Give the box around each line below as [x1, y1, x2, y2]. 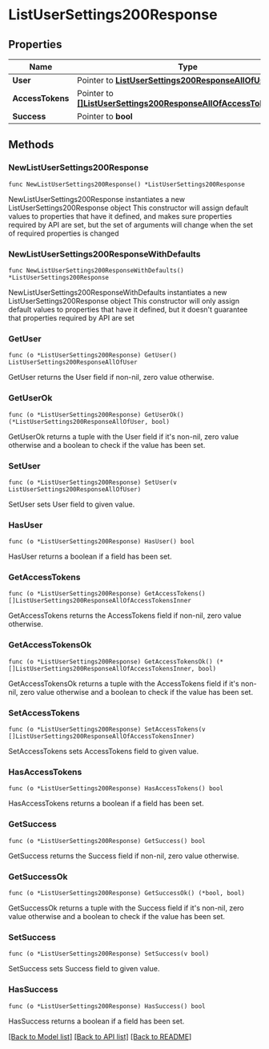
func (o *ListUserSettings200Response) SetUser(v [8, 478, 178, 486]
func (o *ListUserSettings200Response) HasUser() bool [8, 538, 195, 546]
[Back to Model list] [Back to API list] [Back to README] [8, 1031, 192, 1041]
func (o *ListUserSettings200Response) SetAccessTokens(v [8, 725, 206, 734]
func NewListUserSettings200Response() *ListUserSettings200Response [8, 180, 246, 188]
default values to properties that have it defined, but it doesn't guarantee [8, 305, 248, 314]
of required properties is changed [8, 228, 119, 238]
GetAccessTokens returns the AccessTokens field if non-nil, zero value [8, 611, 242, 620]
